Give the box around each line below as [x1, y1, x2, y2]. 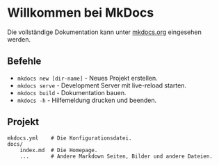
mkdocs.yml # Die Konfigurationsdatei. [7, 134, 132, 142]
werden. [7, 35, 31, 43]
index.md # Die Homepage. [19, 147, 98, 153]
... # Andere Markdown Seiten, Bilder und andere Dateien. [19, 153, 213, 160]
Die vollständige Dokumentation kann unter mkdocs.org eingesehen [7, 28, 202, 36]
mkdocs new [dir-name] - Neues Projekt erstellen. [17, 74, 158, 82]
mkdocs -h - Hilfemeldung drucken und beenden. [17, 96, 157, 104]
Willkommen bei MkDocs [7, 5, 154, 21]
